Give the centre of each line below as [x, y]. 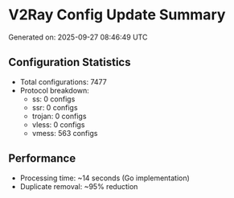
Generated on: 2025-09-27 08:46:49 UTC [78, 37]
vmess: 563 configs [65, 133]
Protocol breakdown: [55, 90]
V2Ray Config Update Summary [117, 15]
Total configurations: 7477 [63, 81]
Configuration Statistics [70, 62]
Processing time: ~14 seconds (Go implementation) [105, 178]
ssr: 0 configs [55, 107]
